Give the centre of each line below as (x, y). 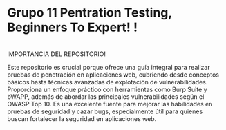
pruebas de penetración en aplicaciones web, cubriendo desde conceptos (113, 75)
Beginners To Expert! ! (73, 27)
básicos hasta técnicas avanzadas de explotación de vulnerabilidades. (107, 82)
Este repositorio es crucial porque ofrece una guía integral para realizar (109, 67)
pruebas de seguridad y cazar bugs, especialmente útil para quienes (105, 111)
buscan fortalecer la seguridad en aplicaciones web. (82, 118)
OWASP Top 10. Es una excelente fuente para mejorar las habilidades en (110, 104)
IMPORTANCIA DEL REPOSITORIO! (56, 54)
